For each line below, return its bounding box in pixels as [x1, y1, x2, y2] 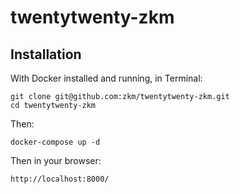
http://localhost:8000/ [10, 174, 110, 184]
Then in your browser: [10, 155, 102, 166]
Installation [10, 46, 82, 63]
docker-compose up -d [10, 137, 101, 147]
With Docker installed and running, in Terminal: [10, 72, 203, 84]
